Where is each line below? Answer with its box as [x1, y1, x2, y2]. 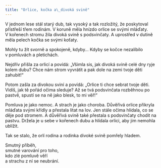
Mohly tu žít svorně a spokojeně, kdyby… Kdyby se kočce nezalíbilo [5, 46, 143, 52]
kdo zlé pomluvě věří [5, 153, 48, 159]
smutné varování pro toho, [5, 147, 59, 153]
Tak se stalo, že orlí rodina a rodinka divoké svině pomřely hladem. [5, 132, 141, 138]
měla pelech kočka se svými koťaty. [5, 37, 78, 43]
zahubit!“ [5, 72, 24, 78]
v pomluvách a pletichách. [5, 52, 59, 58]
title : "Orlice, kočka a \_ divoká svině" [5, 7, 90, 12]
